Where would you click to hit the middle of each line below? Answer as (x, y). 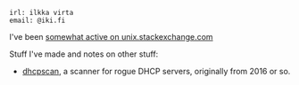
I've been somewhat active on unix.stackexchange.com (111, 37)
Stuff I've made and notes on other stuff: (84, 54)
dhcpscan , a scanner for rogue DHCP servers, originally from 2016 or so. (156, 71)
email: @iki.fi (37, 20)
